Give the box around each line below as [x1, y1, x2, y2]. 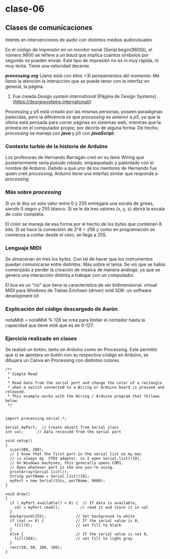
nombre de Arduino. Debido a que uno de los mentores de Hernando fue [5, 165, 157, 171]
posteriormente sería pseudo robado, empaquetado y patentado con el [5, 160, 154, 166]
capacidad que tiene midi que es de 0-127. [5, 322, 94, 328]
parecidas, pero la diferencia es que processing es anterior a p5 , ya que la [5, 114, 161, 120]
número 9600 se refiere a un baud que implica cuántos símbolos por [5, 52, 149, 58]
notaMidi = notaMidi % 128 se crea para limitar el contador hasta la [5, 317, 146, 323]
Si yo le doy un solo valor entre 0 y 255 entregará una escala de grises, [5, 200, 154, 206]
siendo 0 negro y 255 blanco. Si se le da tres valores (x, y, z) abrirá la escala [5, 205, 165, 211]
